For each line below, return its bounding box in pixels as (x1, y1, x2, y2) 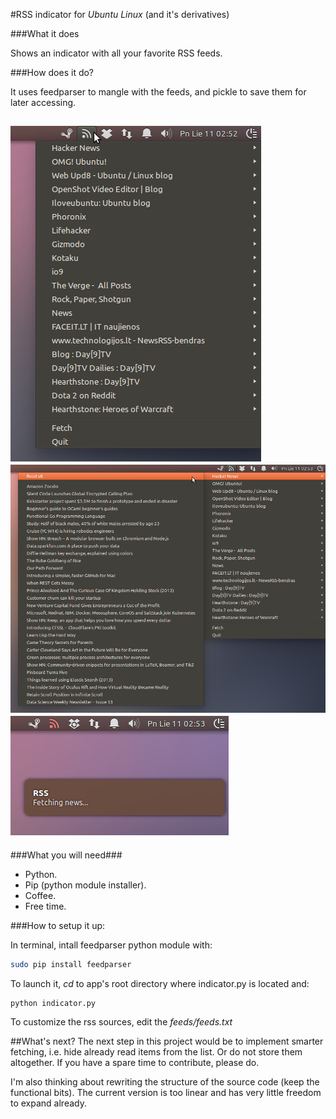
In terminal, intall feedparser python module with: (10, 939, 213, 951)
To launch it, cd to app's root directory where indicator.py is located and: (10, 977, 310, 989)
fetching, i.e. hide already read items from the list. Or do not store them (10, 1046, 303, 1058)
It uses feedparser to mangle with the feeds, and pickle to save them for (10, 86, 307, 98)
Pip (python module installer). (24, 879, 147, 891)
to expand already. (10, 1097, 87, 1109)
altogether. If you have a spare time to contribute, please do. (10, 1057, 260, 1069)
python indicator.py (10, 998, 97, 1008)
